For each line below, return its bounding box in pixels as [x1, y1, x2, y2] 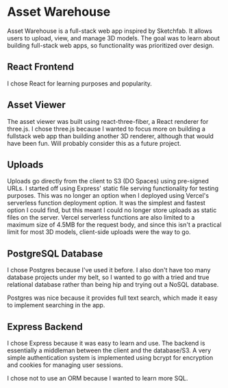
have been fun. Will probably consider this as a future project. [7, 139, 181, 147]
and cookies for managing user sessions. [7, 361, 123, 369]
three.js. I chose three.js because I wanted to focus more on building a [7, 125, 205, 133]
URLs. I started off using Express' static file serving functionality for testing [7, 184, 219, 192]
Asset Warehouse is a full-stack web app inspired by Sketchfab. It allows [7, 27, 212, 35]
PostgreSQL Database [7, 248, 103, 259]
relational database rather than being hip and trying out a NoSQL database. [7, 281, 219, 289]
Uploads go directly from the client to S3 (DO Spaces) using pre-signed [7, 177, 209, 185]
